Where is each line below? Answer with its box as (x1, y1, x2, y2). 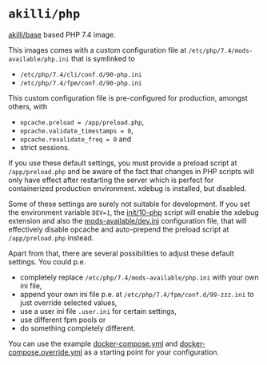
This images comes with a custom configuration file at (8, 45, 187, 54)
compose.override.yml (8, 347, 82, 357)
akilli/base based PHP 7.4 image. (8, 30, 116, 39)
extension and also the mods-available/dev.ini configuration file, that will (8, 216, 247, 225)
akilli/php (8, 6, 81, 22)
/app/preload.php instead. (8, 232, 94, 242)
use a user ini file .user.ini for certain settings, (19, 306, 177, 315)
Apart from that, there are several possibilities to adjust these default (8, 248, 234, 258)
